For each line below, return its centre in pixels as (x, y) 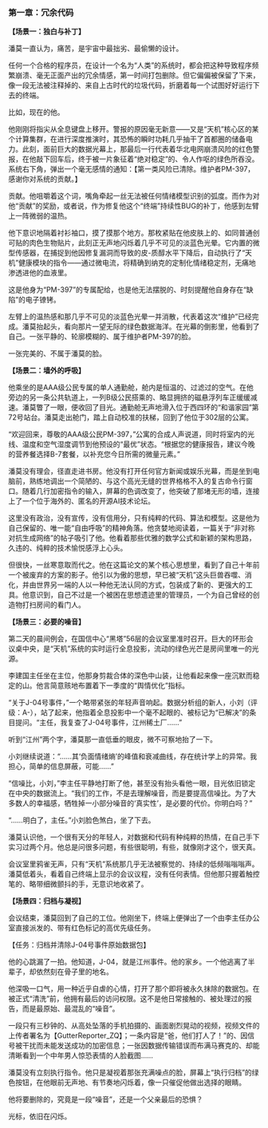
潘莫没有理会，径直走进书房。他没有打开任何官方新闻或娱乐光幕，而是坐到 (130, 471)
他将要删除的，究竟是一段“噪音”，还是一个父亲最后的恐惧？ (106, 1099)
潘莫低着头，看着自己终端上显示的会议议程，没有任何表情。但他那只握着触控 (134, 874)
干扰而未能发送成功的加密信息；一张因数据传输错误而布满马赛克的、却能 (141, 1046)
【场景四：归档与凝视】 (47, 901)
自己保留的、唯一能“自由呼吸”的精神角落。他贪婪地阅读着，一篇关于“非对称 (132, 528)
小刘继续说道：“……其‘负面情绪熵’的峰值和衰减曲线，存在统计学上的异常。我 (133, 756)
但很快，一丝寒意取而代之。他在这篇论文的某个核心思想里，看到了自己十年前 (134, 565)
